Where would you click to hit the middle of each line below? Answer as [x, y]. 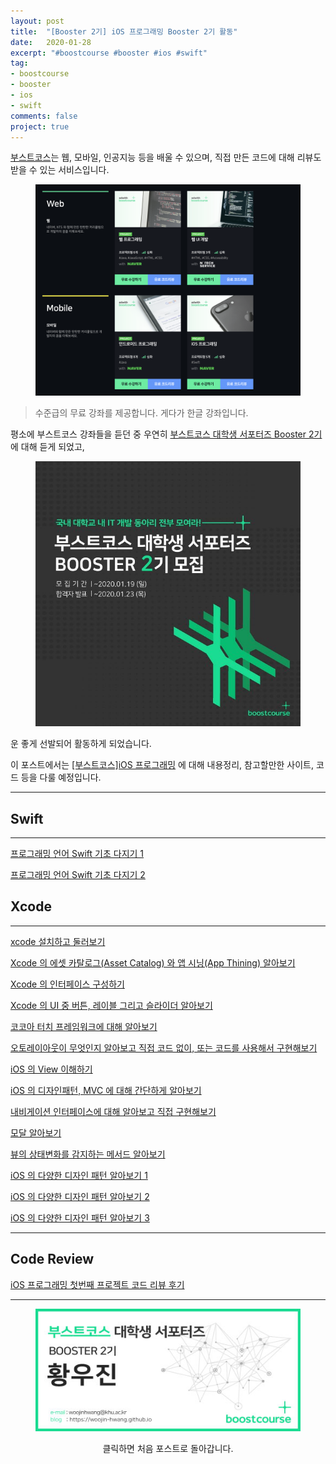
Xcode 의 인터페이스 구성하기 [67, 984]
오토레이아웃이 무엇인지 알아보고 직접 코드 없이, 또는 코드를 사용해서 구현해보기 [164, 1047]
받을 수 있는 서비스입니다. [60, 170]
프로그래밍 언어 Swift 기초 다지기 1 [77, 854]
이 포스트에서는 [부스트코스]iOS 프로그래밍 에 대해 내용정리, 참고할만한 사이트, [162, 765]
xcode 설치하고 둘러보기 [58, 941]
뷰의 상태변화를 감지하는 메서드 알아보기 [88, 1154]
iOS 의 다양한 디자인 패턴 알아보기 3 [80, 1217]
